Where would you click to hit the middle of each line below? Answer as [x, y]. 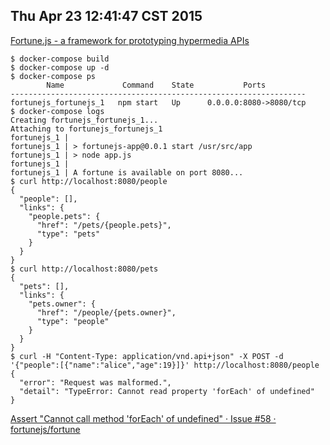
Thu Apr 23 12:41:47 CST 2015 [106, 16]
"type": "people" [73, 321]
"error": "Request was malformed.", [95, 382]
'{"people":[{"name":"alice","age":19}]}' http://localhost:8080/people [165, 365]
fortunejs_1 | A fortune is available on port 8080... [127, 172]
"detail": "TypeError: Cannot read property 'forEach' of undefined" [167, 391]
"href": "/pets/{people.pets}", [104, 225]
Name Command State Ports [156, 85]
